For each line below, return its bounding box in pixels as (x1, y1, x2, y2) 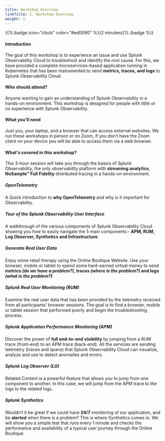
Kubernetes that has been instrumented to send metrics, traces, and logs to (5, 67, 160, 74)
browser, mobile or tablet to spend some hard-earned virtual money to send (5, 263, 159, 268)
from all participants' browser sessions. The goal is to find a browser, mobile (5, 302, 161, 308)
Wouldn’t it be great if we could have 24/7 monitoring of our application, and (5, 409, 161, 415)
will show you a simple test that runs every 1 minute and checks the (5, 420, 142, 426)
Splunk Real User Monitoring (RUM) (5, 284, 80, 290)
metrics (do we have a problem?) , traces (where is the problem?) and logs (5, 268, 159, 274)
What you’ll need (5, 117, 41, 123)
